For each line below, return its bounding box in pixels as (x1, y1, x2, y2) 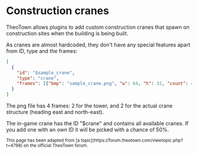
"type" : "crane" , (16, 75, 60, 81)
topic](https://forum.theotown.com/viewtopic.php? (80, 138, 183, 143)
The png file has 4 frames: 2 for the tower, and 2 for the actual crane (6, 102, 173, 109)
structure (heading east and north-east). (6, 109, 104, 116)
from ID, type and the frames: (6, 47, 78, 54)
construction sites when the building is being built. (6, 29, 128, 36)
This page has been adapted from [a (6, 138, 80, 143)
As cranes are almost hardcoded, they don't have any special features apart (6, 41, 190, 48)
